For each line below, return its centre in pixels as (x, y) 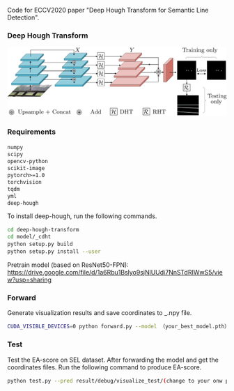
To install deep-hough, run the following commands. (82, 216)
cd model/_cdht (29, 237)
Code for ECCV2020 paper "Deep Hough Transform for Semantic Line (108, 10)
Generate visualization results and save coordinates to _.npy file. (100, 313)
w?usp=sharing (30, 280)
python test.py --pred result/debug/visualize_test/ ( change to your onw (115, 381)
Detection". (23, 17)
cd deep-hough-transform (43, 229)
